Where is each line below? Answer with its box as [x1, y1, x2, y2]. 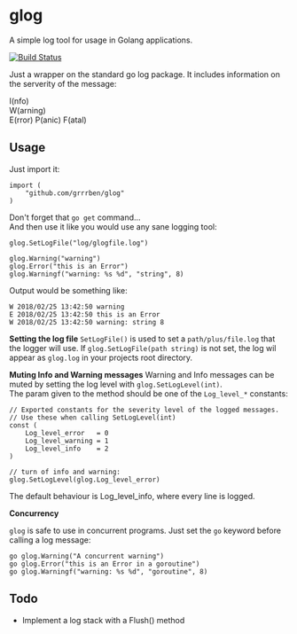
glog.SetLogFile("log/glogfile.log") [9, 239, 149, 247]
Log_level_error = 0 [25, 428, 109, 437]
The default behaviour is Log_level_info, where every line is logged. [9, 490, 255, 501]
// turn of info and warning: [9, 467, 121, 476]
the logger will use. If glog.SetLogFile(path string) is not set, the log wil [9, 342, 277, 353]
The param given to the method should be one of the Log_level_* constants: [9, 387, 288, 399]
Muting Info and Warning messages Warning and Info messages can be [9, 369, 275, 380]
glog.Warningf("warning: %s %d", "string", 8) [9, 270, 184, 278]
